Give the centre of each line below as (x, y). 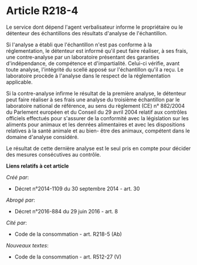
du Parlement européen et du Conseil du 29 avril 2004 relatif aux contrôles (97, 112)
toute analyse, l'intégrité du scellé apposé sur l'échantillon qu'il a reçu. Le (95, 69)
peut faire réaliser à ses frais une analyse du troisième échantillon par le (93, 99)
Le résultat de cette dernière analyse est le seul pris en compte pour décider (98, 148)
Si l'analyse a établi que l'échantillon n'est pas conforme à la (79, 45)
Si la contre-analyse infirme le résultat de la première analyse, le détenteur (96, 93)
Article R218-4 (42, 11)
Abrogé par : (21, 200)
